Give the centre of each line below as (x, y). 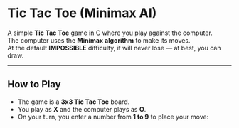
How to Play (34, 84)
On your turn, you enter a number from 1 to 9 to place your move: (113, 117)
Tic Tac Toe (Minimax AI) (82, 13)
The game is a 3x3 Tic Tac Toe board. (74, 102)
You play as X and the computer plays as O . (82, 109)
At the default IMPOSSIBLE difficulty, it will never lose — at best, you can (114, 48)
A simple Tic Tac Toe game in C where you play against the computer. (110, 33)
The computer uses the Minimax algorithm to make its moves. (99, 40)
